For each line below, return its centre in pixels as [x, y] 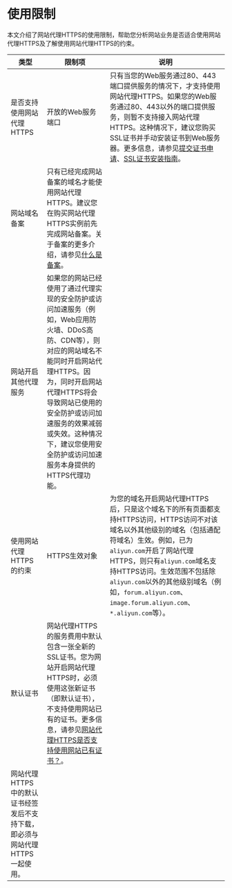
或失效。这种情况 [74, 433]
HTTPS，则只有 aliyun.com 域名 [159, 561]
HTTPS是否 [72, 740]
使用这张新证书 [71, 688]
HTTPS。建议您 [72, 203]
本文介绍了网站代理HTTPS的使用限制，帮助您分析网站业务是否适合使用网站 [114, 35]
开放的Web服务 [71, 111]
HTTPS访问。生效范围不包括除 [166, 571]
